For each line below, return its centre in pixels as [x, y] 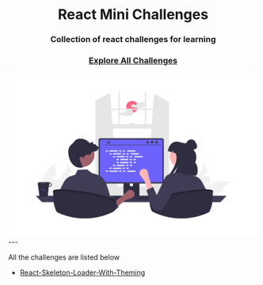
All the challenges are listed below [64, 257]
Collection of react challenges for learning [133, 40]
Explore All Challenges [133, 61]
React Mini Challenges [133, 15]
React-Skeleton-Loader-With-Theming [82, 272]
